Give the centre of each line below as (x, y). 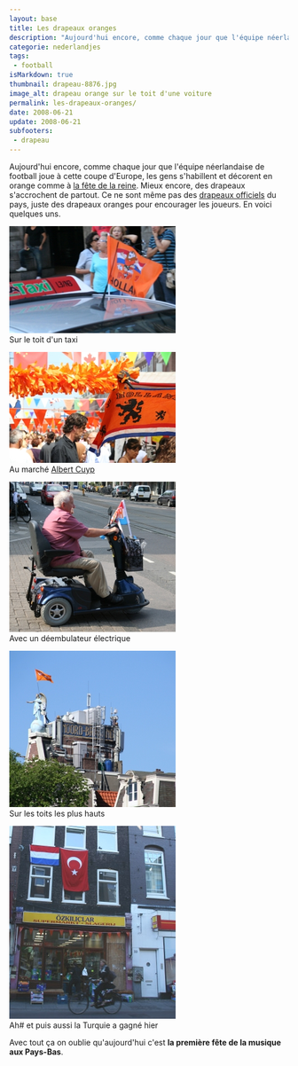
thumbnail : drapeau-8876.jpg (63, 84)
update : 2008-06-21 (45, 121)
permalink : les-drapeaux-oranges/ (73, 103)
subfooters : (31, 131)
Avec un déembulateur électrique (70, 638)
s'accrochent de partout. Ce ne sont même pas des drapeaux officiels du (143, 195)
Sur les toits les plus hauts (57, 813)
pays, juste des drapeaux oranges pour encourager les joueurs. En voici (141, 204)
